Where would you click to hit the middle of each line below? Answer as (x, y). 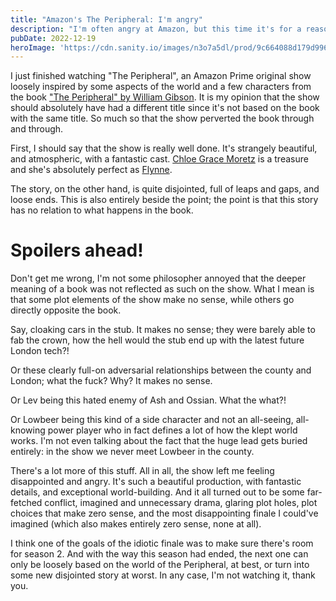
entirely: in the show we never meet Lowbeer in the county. (132, 452)
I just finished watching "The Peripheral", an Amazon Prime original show (161, 76)
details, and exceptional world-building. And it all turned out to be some (157, 492)
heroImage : (33, 47)
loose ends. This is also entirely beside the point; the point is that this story (164, 200)
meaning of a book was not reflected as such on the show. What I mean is (162, 289)
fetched (26, 503)
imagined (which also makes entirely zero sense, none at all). (136, 524)
